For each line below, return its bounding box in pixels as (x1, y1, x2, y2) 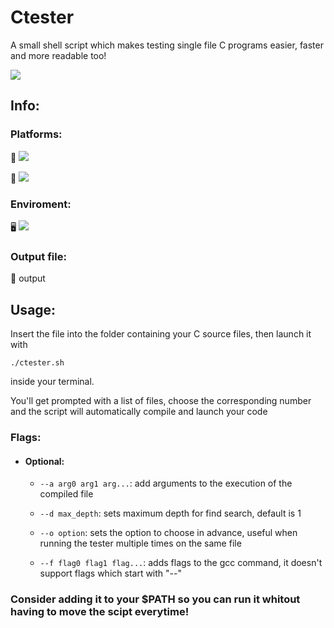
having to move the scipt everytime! (10, 605, 190, 619)
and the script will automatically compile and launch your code (10, 406, 268, 418)
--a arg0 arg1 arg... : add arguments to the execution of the (39, 477, 293, 490)
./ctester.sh (10, 358, 65, 368)
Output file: (10, 249, 67, 263)
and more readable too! (10, 49, 107, 61)
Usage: (10, 301, 57, 318)
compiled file (39, 488, 94, 500)
